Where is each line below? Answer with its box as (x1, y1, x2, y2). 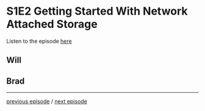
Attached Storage (6, 17, 98, 31)
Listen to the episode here (6, 37, 72, 45)
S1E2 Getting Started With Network (6, 4, 188, 18)
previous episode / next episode (6, 98, 87, 105)
